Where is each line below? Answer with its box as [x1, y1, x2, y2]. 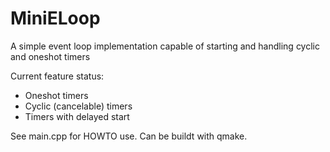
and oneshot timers [10, 50, 91, 62]
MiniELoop [10, 7, 101, 30]
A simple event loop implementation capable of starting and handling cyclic [10, 40, 320, 52]
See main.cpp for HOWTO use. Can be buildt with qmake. [10, 130, 248, 142]
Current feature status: [10, 70, 105, 82]
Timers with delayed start [24, 110, 130, 122]
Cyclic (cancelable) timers [24, 100, 133, 112]
